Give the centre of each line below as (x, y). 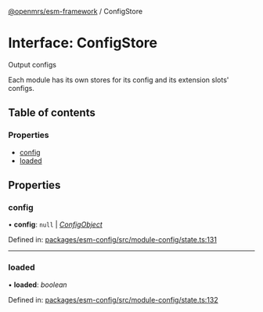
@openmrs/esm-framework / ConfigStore (76, 11)
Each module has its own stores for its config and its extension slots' (119, 80)
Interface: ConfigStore (83, 43)
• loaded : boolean (38, 285)
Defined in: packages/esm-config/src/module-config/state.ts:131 (113, 240)
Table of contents (52, 113)
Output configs (32, 64)
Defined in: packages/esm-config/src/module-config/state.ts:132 (113, 299)
